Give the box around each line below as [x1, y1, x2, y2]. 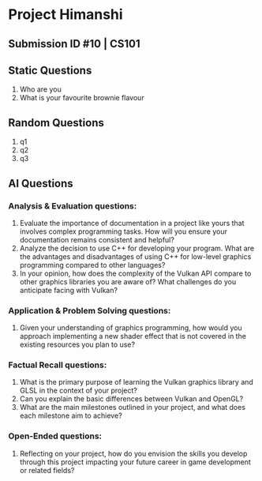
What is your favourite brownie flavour [19, 93, 144, 103]
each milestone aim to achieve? [19, 411, 122, 420]
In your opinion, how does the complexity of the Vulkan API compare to [19, 269, 252, 278]
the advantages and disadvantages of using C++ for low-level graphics [19, 251, 252, 261]
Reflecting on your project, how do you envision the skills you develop [19, 449, 248, 458]
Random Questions [8, 116, 104, 130]
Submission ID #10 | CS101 [8, 37, 140, 51]
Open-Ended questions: [8, 430, 103, 442]
